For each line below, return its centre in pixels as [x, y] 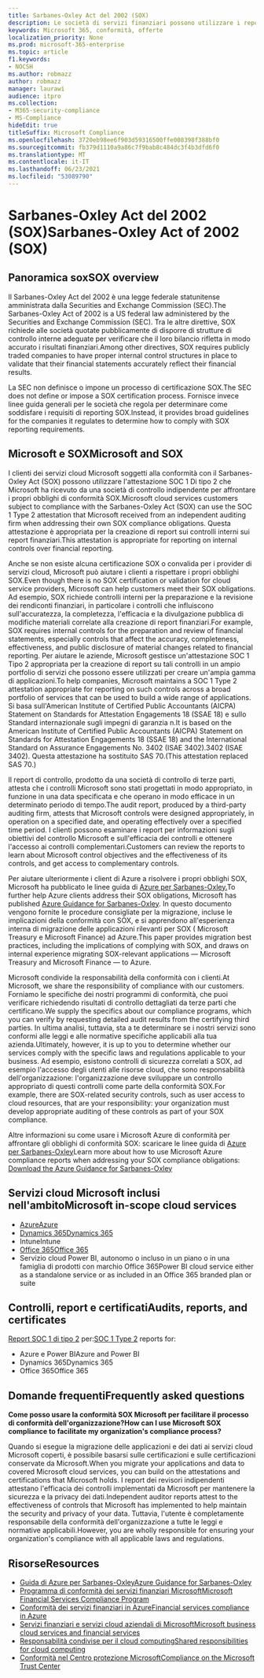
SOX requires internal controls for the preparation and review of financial [126, 630]
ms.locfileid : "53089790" [50, 177]
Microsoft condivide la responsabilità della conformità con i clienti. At [119, 977]
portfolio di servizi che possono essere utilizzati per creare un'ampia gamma [132, 672]
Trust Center [40, 1665]
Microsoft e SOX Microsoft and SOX [96, 454]
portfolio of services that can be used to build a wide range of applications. [130, 697]
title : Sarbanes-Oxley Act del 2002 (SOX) [79, 15]
